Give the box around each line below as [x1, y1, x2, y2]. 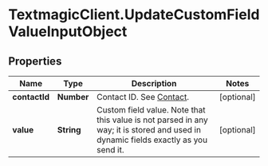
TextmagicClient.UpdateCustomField [8, 6, 260, 24]
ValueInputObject [8, 22, 128, 41]
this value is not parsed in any [97, 114, 209, 125]
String [57, 125, 81, 135]
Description [131, 78, 177, 89]
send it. [97, 144, 124, 155]
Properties [8, 54, 62, 68]
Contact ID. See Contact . [97, 92, 190, 102]
